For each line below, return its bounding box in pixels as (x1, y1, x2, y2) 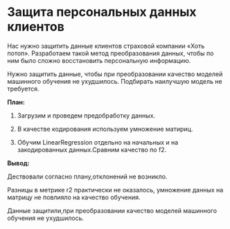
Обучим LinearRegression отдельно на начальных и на (17, 138, 179, 146)
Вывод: (7, 158, 30, 167)
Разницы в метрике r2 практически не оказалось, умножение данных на (7, 185, 224, 194)
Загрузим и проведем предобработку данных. (17, 111, 156, 120)
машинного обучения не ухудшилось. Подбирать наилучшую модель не (7, 77, 223, 85)
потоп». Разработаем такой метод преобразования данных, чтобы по (7, 49, 214, 57)
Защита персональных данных (7, 4, 197, 20)
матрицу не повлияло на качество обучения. (7, 193, 141, 201)
